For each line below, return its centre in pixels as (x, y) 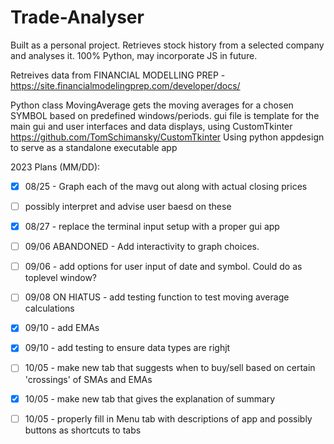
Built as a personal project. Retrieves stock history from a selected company (167, 45)
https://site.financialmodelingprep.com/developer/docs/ (125, 85)
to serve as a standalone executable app (94, 147)
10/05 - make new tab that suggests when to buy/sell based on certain (170, 368)
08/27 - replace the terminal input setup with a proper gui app (152, 227)
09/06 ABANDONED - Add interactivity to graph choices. (142, 247)
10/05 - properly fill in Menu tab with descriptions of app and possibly (168, 418)
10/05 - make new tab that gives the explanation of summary (150, 398)
